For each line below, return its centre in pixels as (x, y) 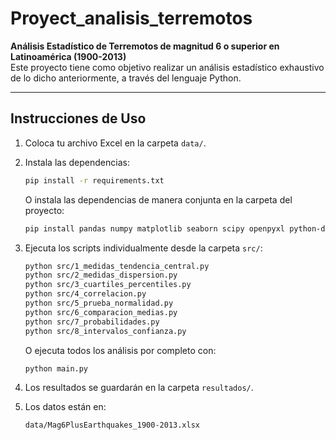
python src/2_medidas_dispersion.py (101, 275)
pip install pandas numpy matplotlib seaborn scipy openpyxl (155, 228)
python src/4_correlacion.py (85, 294)
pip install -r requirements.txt (94, 180)
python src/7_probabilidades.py (92, 322)
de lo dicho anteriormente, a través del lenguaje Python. (126, 78)
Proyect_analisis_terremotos (131, 18)
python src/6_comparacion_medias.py (101, 312)
